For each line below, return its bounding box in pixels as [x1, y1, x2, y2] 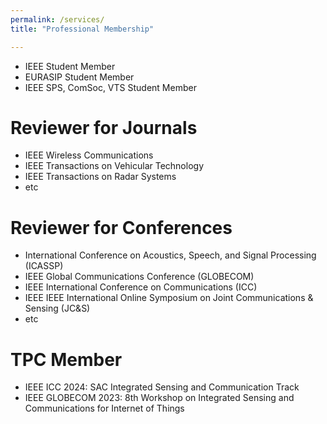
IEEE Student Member [24, 60, 116, 72]
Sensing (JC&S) [24, 302, 91, 315]
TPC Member [10, 348, 123, 371]
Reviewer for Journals [10, 116, 198, 139]
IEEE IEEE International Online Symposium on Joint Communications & [24, 292, 314, 304]
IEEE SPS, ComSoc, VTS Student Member [24, 81, 197, 93]
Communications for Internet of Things [24, 402, 185, 415]
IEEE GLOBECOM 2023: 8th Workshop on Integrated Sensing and [24, 392, 295, 404]
